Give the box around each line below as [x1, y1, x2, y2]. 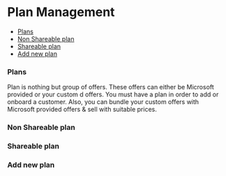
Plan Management [7, 4, 115, 20]
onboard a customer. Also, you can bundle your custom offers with [7, 98, 199, 106]
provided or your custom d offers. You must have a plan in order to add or [7, 90, 219, 98]
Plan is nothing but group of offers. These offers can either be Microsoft [7, 83, 214, 91]
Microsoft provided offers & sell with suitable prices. [7, 105, 157, 114]
